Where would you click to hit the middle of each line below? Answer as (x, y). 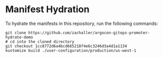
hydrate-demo (19, 37)
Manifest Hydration (47, 9)
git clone (16, 33)
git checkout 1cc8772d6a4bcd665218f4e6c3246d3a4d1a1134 (66, 46)
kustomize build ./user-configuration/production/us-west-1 (71, 50)
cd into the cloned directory (42, 42)
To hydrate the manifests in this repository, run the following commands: (82, 23)
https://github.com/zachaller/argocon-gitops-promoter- (89, 33)
